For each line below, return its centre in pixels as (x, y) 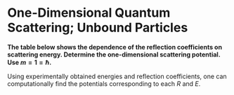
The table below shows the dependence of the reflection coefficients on (115, 47)
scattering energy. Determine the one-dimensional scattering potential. (114, 54)
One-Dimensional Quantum (89, 13)
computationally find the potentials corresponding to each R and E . (104, 83)
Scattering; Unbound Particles (98, 28)
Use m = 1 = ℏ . (30, 62)
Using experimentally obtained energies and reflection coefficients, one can (117, 76)
